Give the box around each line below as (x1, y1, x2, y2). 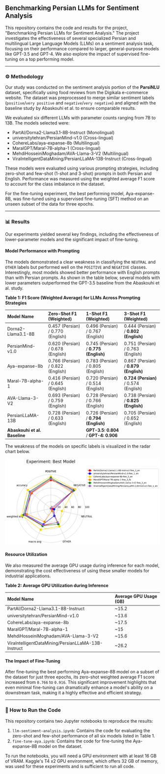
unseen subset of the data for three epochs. (5, 201, 94, 207)
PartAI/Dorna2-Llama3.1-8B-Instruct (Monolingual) (12, 130, 115, 136)
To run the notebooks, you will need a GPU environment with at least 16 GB (5, 753, 157, 759)
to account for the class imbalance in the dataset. (5, 181, 105, 187)
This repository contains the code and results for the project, (5, 25, 128, 31)
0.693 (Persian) (48, 392, 81, 398)
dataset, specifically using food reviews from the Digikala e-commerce (5, 90, 148, 96)
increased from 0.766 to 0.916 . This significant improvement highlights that (5, 679, 157, 685)
